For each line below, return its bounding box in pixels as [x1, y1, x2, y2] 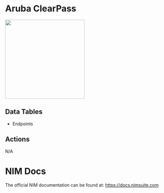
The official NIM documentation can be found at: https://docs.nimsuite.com [5, 182, 159, 188]
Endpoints [12, 121, 33, 127]
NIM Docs [5, 165, 46, 177]
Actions [5, 135, 30, 144]
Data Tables [5, 107, 43, 116]
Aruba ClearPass [5, 3, 77, 14]
